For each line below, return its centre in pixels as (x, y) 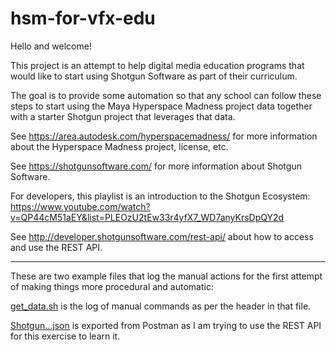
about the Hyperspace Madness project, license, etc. (119, 146)
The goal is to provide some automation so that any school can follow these (166, 95)
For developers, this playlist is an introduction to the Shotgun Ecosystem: (160, 196)
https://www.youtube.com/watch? (80, 206)
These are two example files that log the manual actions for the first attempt (166, 276)
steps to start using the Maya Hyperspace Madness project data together (161, 106)
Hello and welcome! (51, 46)
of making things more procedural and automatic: (112, 286)
